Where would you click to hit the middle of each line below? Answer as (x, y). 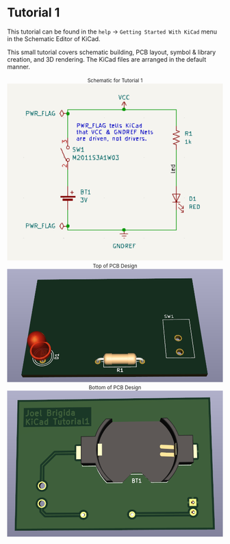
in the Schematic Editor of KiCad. (54, 38)
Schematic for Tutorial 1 (115, 80)
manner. (19, 66)
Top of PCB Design (115, 266)
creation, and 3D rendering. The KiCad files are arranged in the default (107, 59)
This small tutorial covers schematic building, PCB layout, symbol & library (112, 52)
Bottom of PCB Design (115, 388)
